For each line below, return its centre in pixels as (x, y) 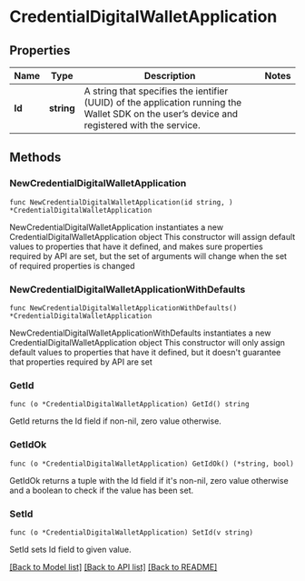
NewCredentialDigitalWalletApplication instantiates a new (117, 227)
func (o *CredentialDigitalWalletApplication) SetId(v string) (132, 532)
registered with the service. (143, 125)
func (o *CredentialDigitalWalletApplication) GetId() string (129, 405)
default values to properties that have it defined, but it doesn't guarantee (145, 352)
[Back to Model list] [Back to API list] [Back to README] (113, 566)
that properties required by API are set (81, 362)
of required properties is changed (72, 265)
